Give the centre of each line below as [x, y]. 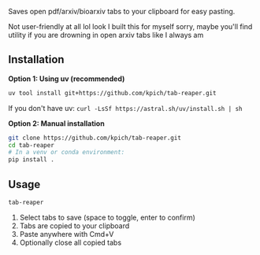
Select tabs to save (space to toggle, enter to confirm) [107, 217]
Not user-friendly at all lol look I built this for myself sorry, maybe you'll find [130, 26]
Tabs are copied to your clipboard [74, 225]
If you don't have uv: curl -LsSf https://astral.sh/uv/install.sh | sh [125, 108]
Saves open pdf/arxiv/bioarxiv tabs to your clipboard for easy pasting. [122, 11]
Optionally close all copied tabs [71, 242]
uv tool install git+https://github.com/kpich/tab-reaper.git [112, 93]
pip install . [32, 160]
